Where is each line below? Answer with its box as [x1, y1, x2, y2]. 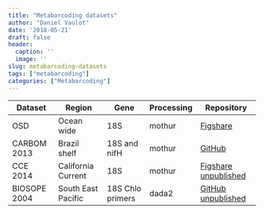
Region [65, 102, 93, 113]
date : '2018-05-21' [8, 26, 72, 34]
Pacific [57, 193, 84, 204]
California [57, 160, 94, 171]
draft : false [8, 33, 51, 42]
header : [8, 41, 34, 49]
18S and [107, 138, 139, 149]
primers [107, 193, 136, 204]
